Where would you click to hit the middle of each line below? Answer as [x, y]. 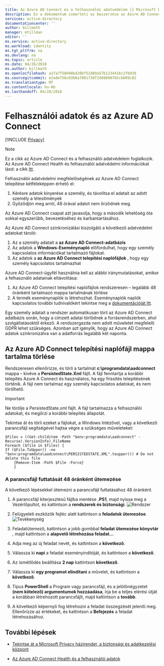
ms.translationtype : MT [29, 82]
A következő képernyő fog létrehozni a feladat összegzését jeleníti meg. [84, 607]
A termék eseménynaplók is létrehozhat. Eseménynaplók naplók [77, 298]
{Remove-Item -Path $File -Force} [49, 463]
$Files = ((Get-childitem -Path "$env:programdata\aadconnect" [71, 437]
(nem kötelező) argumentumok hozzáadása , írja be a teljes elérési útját [85, 592]
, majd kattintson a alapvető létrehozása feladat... [63, 534]
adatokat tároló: [21, 233]
